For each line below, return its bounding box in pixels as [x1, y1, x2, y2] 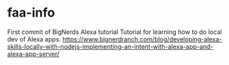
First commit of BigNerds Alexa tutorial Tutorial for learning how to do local [7, 28, 222, 36]
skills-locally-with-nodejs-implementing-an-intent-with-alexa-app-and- [7, 42, 214, 50]
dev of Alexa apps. [7, 35, 61, 43]
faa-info [7, 5, 55, 21]
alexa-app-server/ [7, 50, 60, 58]
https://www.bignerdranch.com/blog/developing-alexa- [62, 35, 222, 43]
